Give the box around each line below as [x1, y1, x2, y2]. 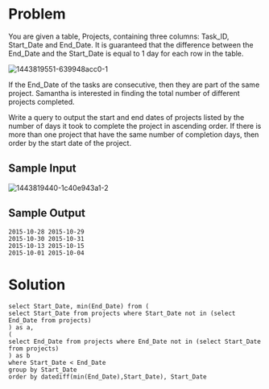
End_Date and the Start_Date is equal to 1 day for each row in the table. [8, 48, 244, 58]
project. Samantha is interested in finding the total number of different [8, 88, 240, 97]
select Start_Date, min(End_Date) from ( [8, 302, 150, 310]
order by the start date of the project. [8, 138, 131, 147]
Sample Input [8, 162, 77, 176]
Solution [8, 275, 66, 294]
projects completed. [8, 97, 75, 106]
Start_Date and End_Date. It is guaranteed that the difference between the [8, 39, 254, 49]
